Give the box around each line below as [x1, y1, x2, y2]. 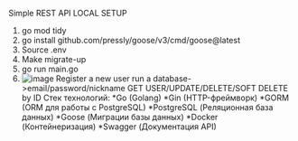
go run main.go [21, 63, 79, 74]
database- [153, 73, 191, 84]
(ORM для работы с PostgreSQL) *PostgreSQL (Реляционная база [21, 102, 274, 112]
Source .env [21, 44, 67, 55]
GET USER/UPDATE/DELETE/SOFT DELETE [126, 83, 288, 93]
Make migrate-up [21, 54, 87, 64]
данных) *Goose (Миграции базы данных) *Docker [21, 112, 219, 122]
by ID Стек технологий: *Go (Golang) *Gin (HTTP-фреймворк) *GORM [21, 92, 290, 103]
